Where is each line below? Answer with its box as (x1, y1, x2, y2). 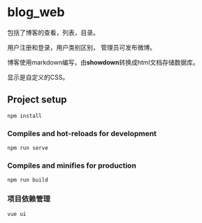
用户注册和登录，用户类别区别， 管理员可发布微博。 (7, 43, 156, 51)
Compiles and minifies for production (7, 161, 136, 170)
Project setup (7, 94, 68, 106)
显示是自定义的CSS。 (7, 73, 69, 81)
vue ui (7, 210, 27, 217)
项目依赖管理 (7, 194, 51, 204)
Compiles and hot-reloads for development (7, 128, 157, 138)
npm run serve (7, 144, 49, 151)
